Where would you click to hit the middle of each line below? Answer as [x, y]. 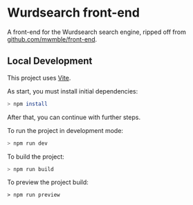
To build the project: [36, 157]
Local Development [50, 61]
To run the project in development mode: [65, 130]
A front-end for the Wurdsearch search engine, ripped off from [97, 32]
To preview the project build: [48, 182]
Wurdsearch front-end [74, 13]
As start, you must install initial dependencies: [73, 91]
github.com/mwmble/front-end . [52, 39]
